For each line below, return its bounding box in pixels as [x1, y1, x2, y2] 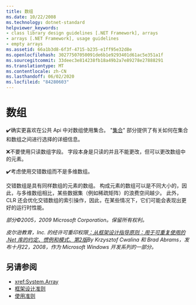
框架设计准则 [14, 285, 46, 292]
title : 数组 [6, 8, 33, 15]
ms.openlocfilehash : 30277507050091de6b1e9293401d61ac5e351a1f [6, 52, 164, 58]
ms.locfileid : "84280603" [6, 79, 69, 85]
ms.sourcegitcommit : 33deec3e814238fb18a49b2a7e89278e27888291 [6, 57, 164, 63]
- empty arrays [6, 41, 43, 47]
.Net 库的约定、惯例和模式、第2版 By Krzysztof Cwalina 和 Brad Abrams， [6, 236, 184, 243]
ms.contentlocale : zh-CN [6, 68, 67, 74]
